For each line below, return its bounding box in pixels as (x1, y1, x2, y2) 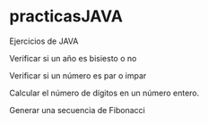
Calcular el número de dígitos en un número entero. (9, 87, 200, 98)
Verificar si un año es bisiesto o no (9, 53, 137, 63)
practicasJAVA (9, 6, 124, 27)
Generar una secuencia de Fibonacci (9, 104, 145, 115)
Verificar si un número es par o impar (9, 70, 147, 81)
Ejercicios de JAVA (9, 36, 79, 46)
